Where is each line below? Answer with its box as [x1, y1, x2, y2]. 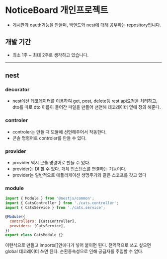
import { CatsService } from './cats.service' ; [5, 205, 106, 210]
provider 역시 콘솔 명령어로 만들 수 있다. [12, 160, 90, 166]
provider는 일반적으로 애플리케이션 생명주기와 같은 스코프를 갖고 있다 [12, 172, 147, 178]
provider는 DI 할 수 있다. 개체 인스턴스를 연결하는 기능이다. [12, 166, 127, 172]
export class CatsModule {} [5, 233, 64, 238]
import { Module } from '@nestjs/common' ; [5, 196, 94, 201]
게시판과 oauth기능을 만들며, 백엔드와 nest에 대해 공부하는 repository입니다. [12, 22, 162, 28]
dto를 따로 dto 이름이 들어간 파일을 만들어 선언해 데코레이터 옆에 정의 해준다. [12, 104, 161, 110]
